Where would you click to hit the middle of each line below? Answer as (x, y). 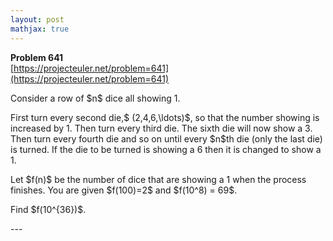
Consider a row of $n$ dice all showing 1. (95, 98)
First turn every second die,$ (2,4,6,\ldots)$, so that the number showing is (165, 117)
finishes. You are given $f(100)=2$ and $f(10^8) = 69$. (124, 190)
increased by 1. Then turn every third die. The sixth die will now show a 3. (161, 128)
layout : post (37, 19)
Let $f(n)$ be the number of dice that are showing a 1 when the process (158, 179)
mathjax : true (40, 29)
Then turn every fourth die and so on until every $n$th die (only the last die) (166, 138)
